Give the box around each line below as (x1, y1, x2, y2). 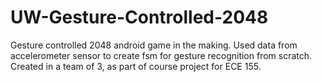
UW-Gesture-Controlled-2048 (10, 6, 269, 29)
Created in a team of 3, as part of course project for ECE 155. (10, 60, 262, 72)
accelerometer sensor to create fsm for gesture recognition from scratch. (10, 49, 313, 61)
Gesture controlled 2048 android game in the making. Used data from (10, 39, 298, 51)
